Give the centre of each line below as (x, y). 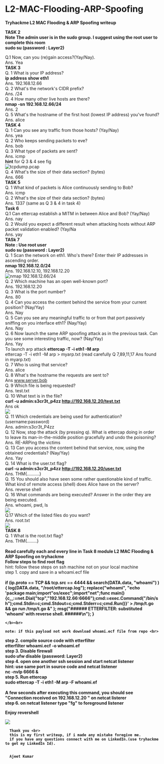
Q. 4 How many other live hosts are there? (47, 99)
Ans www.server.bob (26, 380)
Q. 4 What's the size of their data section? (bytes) (55, 172)
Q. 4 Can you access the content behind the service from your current (76, 302)
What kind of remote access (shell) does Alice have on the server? (72, 484)
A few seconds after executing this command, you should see (69, 692)
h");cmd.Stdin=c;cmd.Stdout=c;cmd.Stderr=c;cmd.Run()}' (67, 603)
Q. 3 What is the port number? (35, 292)
